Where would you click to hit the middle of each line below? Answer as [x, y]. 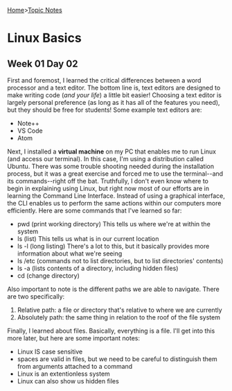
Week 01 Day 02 [43, 64]
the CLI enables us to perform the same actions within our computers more [114, 203]
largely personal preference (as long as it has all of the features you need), [114, 102]
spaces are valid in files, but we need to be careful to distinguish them [117, 359]
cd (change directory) [48, 276]
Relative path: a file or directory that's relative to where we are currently [120, 310]
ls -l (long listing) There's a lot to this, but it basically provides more [113, 246]
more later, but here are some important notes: [74, 338]
